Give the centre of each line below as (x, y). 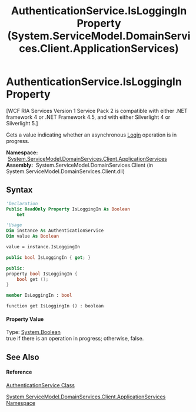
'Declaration (22, 203)
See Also (23, 357)
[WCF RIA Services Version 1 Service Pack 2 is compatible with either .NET (97, 111)
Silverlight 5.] (22, 123)
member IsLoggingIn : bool (39, 296)
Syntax (19, 190)
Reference (19, 372)
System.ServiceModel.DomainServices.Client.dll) (66, 171)
